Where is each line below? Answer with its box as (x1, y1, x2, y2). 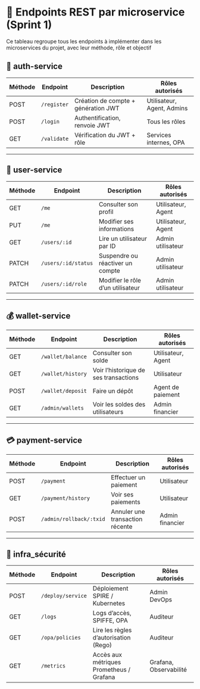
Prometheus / (92, 666, 131, 674)
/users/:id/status (40, 259, 93, 266)
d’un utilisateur (98, 283, 140, 291)
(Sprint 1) (6, 18, 52, 32)
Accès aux (92, 651, 123, 659)
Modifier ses (98, 217, 134, 225)
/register (40, 101, 69, 108)
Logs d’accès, (92, 609, 132, 617)
